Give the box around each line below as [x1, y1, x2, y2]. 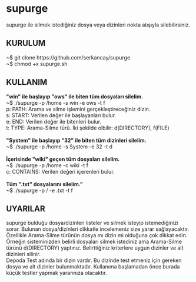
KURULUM [6, 38, 46, 48]
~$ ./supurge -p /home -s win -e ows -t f [6, 99, 105, 106]
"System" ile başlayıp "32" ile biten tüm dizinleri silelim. [6, 137, 147, 144]
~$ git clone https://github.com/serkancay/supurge [6, 54, 131, 61]
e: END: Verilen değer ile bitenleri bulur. [6, 118, 102, 125]
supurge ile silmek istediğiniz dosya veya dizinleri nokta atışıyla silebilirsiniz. [6, 21, 190, 28]
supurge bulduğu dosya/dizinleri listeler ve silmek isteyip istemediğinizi [6, 220, 178, 227]
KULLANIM [6, 77, 48, 87]
